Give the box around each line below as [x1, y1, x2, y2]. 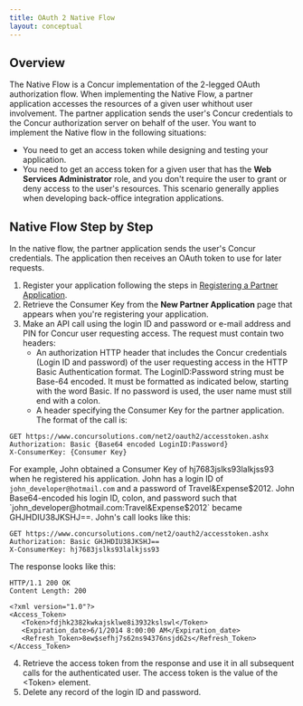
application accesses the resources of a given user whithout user [9, 99, 253, 110]
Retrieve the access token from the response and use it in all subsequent [22, 658, 295, 669]
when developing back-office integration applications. [22, 193, 224, 204]
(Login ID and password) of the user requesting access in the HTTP [35, 357, 288, 367]
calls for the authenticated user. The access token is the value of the [22, 667, 279, 679]
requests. [9, 262, 45, 273]
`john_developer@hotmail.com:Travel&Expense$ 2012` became [9, 502, 242, 513]
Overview [9, 55, 66, 71]
